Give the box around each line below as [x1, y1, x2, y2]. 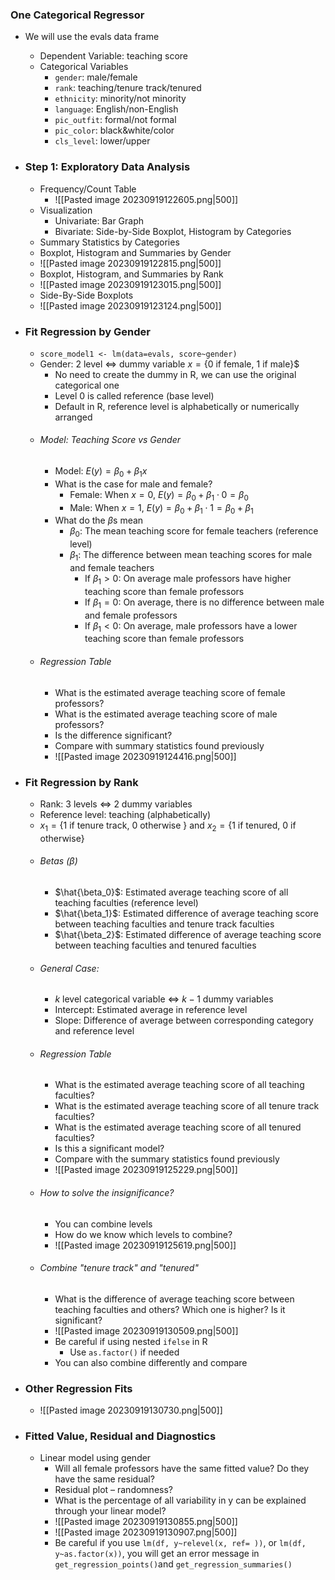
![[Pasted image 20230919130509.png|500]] [54, 1324, 239, 1337]
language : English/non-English [54, 103, 179, 115]
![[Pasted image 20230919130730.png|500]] [39, 1404, 223, 1417]
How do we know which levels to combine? [54, 1228, 233, 1240]
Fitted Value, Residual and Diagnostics [24, 1429, 217, 1443]
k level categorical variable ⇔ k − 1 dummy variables [54, 993, 274, 1005]
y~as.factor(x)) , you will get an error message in [54, 1548, 260, 1560]
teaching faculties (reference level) [54, 896, 199, 908]
